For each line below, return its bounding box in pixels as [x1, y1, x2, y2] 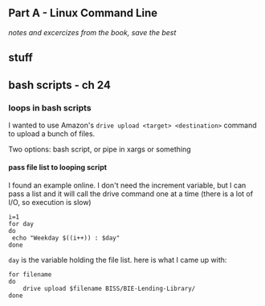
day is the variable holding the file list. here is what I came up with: [8, 256, 227, 265]
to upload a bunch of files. [8, 128, 96, 139]
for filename [8, 271, 52, 279]
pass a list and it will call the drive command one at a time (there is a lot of [8, 189, 254, 199]
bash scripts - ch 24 [8, 78, 111, 91]
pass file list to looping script [8, 163, 107, 172]
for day [8, 220, 35, 228]
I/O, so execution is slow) [8, 198, 92, 207]
